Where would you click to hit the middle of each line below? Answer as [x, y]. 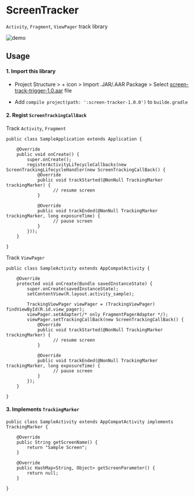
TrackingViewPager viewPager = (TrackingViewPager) [91, 304]
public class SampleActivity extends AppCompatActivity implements [90, 422]
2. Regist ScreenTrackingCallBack [46, 115]
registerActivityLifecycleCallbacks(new [77, 165]
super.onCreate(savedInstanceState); [73, 289]
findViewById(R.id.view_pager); [45, 309]
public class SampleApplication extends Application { [74, 139]
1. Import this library [31, 71]
